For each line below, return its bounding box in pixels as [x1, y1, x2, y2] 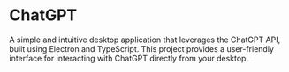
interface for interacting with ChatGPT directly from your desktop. [9, 53, 249, 63]
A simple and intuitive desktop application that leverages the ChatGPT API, [9, 34, 281, 45]
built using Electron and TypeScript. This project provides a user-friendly [9, 43, 274, 54]
